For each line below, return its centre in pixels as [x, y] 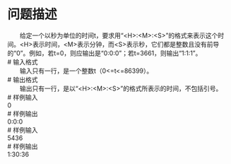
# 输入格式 [23, 61]
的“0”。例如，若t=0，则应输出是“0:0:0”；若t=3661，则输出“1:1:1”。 [105, 53]
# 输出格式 [23, 79]
